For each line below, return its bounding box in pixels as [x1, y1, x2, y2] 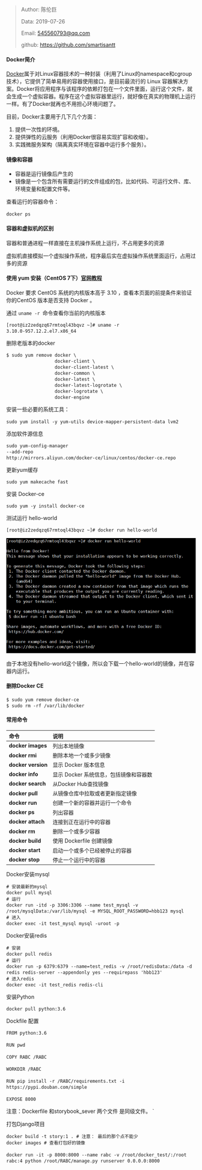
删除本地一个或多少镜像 [52, 752, 111, 759]
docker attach [8, 818, 45, 825]
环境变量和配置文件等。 [14, 185, 73, 193]
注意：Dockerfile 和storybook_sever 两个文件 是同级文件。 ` [6, 1107, 155, 1115]
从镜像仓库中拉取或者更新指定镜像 [52, 790, 137, 797]
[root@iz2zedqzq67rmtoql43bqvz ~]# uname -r [6, 322, 120, 328]
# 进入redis [6, 976, 34, 982]
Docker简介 [6, 55, 35, 63]
